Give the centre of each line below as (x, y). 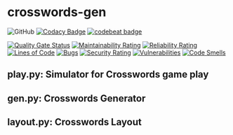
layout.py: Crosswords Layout (74, 122)
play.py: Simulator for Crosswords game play (108, 74)
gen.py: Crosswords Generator (76, 98)
